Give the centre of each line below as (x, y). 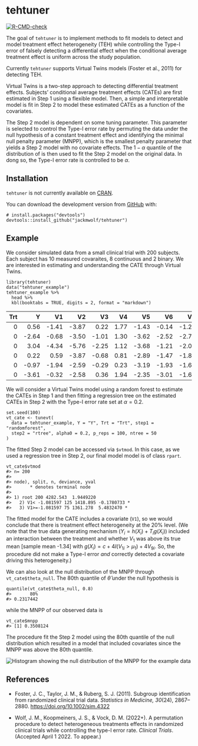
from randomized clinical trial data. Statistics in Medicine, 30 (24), (94, 700)
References (28, 680)
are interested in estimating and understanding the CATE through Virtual (93, 265)
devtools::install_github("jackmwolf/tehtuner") (67, 220)
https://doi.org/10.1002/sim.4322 (70, 706)
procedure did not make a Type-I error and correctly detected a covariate (95, 554)
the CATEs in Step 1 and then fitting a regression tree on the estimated (91, 395)
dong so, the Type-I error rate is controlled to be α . (68, 160)
